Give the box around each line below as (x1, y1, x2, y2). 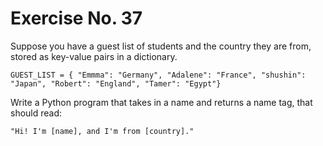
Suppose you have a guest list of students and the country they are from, (10, 40, 312, 52)
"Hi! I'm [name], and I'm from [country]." (10, 126, 195, 136)
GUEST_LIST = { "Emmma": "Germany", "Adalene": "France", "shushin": (10, 70, 307, 80)
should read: (10, 107, 63, 119)
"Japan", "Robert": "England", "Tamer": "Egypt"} (10, 78, 222, 89)
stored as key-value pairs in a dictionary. (10, 50, 178, 62)
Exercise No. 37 (10, 7, 143, 30)
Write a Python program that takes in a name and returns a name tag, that (10, 96, 313, 108)
